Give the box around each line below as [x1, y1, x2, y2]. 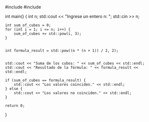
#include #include [5, 4, 41, 10]
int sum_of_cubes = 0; [5, 23, 51, 28]
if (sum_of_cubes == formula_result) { [5, 78, 86, 83]
